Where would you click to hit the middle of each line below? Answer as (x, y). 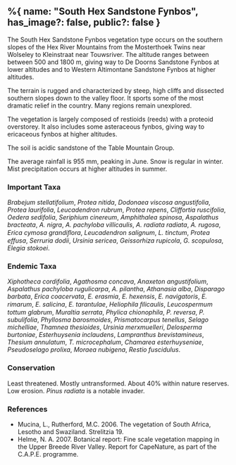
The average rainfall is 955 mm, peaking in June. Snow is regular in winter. (116, 161)
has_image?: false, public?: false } (84, 23)
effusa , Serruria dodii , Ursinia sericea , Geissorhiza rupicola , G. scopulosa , (116, 241)
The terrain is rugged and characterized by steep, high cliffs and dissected (116, 90)
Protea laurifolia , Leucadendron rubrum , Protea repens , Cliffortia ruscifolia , (117, 210)
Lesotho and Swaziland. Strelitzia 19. (71, 432)
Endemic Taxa (32, 267)
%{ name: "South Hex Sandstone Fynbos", (103, 12)
